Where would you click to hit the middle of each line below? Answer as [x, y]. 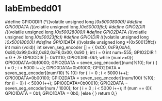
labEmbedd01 [33, 8]
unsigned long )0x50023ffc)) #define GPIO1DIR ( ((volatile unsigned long [77, 37]
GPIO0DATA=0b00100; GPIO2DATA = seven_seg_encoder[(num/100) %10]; [80, 78]
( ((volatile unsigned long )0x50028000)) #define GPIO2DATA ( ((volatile [76, 32]
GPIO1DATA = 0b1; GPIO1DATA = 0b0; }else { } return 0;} [61, 93]
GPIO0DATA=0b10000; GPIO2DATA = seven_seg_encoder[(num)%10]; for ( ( [81, 63]
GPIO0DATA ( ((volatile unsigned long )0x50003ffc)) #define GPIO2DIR [75, 26]
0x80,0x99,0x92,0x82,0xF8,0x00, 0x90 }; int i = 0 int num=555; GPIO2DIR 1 [81, 52]
